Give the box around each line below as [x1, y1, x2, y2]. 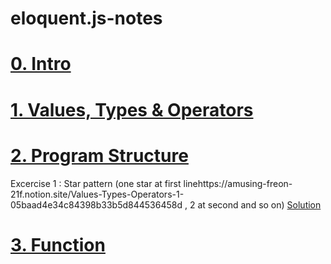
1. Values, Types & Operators [10, 98, 254, 121]
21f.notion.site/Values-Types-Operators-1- [10, 188, 185, 200]
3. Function [10, 233, 106, 256]
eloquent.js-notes [10, 7, 163, 30]
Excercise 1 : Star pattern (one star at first [10, 177, 182, 189]
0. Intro [10, 53, 72, 76]
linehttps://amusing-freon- [183, 177, 293, 189]
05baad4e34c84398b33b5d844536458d [10, 198, 183, 211]
